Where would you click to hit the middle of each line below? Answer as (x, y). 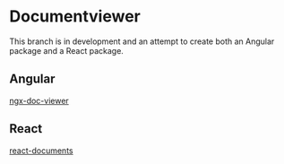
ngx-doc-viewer (39, 100)
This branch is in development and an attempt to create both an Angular (142, 41)
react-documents (41, 151)
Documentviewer (75, 17)
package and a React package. (66, 50)
